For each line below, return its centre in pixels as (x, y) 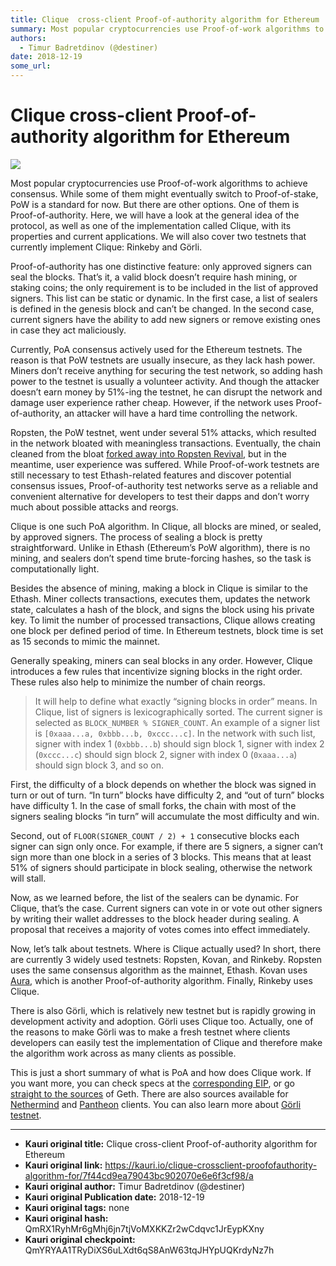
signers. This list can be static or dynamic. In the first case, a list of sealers (164, 298)
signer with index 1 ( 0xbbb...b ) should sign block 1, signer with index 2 (179, 743)
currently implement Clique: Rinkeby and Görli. (106, 247)
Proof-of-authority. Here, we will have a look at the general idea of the (155, 215)
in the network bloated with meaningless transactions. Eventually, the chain (166, 443)
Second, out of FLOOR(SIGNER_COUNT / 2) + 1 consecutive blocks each (155, 835)
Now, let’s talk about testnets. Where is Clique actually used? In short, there (166, 948)
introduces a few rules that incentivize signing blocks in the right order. (156, 671)
